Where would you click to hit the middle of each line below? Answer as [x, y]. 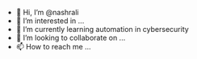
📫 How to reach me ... [53, 47]
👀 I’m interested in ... [50, 21]
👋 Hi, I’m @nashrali [47, 12]
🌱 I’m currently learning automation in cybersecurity [103, 29]
